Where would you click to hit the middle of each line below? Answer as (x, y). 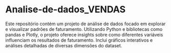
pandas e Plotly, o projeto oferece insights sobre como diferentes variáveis (84, 34)
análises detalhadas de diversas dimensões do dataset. (64, 45)
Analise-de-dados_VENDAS (66, 10)
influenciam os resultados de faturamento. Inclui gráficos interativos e (79, 40)
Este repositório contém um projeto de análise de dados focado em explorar (85, 24)
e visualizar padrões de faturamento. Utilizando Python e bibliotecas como (84, 29)
